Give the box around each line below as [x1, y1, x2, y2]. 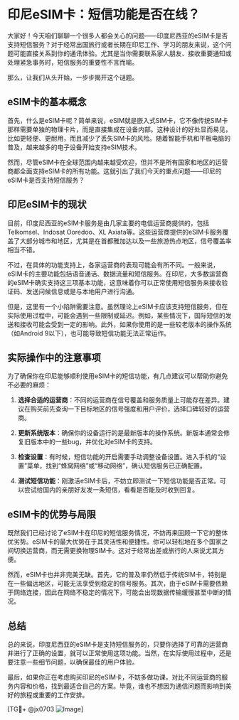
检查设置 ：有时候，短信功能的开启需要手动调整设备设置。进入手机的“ [17, 453, 221, 461]
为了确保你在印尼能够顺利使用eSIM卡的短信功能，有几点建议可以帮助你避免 [7, 372, 228, 380]
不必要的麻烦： [7, 381, 51, 389]
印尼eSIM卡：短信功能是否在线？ [7, 6, 201, 23]
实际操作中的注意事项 [7, 351, 101, 363]
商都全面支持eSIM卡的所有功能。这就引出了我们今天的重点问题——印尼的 [7, 166, 222, 175]
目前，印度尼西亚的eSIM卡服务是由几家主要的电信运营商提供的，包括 [7, 218, 210, 227]
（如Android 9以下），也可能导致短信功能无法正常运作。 [7, 328, 171, 338]
